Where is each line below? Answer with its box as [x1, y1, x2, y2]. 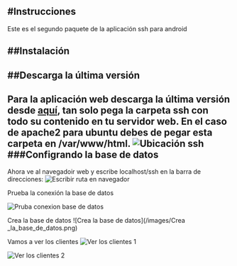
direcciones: [7, 175, 44, 184]
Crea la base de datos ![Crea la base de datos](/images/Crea [7, 216, 186, 225]
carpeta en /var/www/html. [7, 138, 131, 150]
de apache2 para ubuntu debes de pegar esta [7, 126, 213, 138]
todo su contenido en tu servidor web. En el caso [7, 115, 227, 127]
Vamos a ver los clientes [7, 238, 79, 246]
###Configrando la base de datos [7, 148, 159, 160]
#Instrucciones [7, 6, 77, 18]
